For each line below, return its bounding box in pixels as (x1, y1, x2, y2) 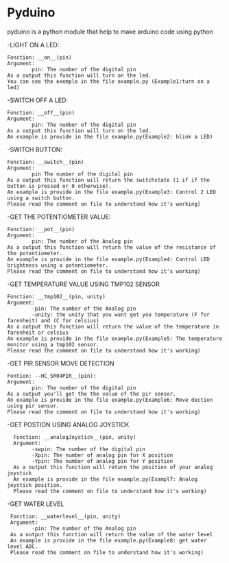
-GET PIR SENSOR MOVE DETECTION (7, 359, 114, 368)
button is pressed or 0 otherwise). (7, 182, 112, 189)
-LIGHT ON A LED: (7, 40, 60, 49)
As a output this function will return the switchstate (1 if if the (7, 176, 210, 183)
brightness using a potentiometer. (7, 262, 109, 269)
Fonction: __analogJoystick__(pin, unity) (13, 433, 136, 440)
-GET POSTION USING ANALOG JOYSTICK (7, 420, 130, 429)
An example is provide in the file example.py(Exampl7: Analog (13, 475, 197, 483)
